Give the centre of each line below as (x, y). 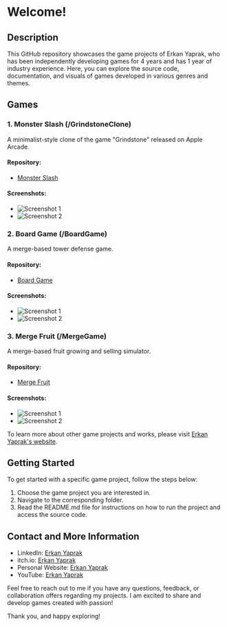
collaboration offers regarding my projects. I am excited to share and (104, 595)
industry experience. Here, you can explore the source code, (93, 68)
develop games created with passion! (60, 603)
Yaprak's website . (32, 441)
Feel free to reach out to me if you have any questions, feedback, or (103, 588)
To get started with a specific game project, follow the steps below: (102, 480)
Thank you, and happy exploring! (54, 616)
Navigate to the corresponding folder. (70, 500)
